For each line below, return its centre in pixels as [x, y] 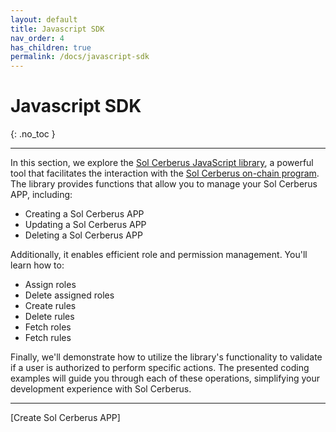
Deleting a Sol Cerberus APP [83, 235]
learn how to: [37, 265]
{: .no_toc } [33, 134]
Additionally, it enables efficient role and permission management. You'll [159, 255]
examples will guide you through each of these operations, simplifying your [165, 378]
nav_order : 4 [37, 38]
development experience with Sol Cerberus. [101, 389]
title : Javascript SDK [57, 29]
